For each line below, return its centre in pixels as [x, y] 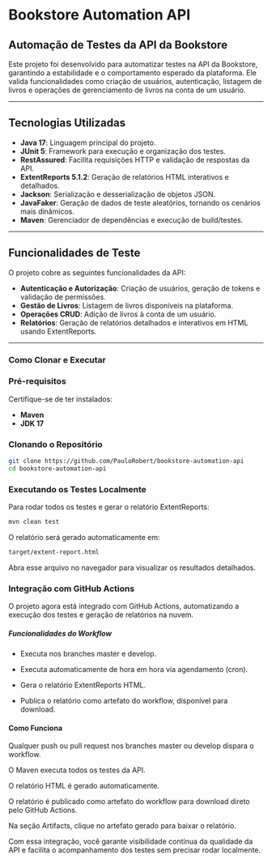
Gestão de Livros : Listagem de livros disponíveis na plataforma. [126, 305]
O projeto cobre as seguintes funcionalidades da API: [97, 272]
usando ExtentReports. [58, 331]
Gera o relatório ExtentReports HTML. [83, 685]
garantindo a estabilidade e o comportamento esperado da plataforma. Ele [132, 73]
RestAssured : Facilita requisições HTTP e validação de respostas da [135, 159]
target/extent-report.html [54, 552]
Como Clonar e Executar [57, 359]
